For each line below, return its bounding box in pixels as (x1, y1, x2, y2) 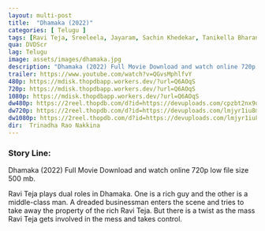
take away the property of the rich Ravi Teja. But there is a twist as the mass (8, 206, 256, 215)
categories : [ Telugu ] (8, 26, 87, 34)
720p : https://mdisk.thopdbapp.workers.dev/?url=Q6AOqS (8, 84, 196, 93)
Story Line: (8, 147, 51, 158)
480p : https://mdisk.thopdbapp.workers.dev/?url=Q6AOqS (8, 77, 196, 85)
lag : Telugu (8, 48, 47, 56)
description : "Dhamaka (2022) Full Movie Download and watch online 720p (8, 63, 256, 71)
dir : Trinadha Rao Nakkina (8, 121, 101, 129)
